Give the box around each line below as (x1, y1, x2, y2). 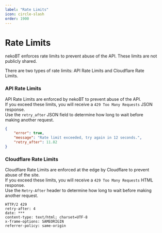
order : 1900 (5, 16, 29, 21)
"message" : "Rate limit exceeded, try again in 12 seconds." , (14, 135, 142, 140)
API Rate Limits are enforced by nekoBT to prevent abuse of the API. (5, 96, 142, 102)
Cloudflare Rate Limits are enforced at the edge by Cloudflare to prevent (5, 167, 149, 173)
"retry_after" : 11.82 (14, 140, 57, 145)
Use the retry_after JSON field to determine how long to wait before (5, 111, 144, 117)
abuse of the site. (5, 172, 40, 178)
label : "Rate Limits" (5, 7, 49, 12)
